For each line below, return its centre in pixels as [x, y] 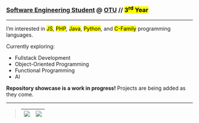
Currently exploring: [31, 46]
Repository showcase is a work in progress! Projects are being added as [96, 88]
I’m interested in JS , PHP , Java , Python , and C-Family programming [88, 28]
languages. [20, 35]
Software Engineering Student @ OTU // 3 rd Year [77, 9]
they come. [20, 94]
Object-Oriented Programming [52, 64]
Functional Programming [45, 70]
